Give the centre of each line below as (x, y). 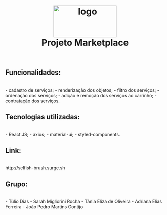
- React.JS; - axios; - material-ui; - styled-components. (63, 134)
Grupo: (16, 184)
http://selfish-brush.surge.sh (35, 168)
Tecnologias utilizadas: (43, 117)
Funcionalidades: (33, 73)
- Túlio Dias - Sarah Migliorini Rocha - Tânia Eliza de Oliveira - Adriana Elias (84, 202)
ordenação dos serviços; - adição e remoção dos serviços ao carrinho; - (81, 95)
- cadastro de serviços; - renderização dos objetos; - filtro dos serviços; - (82, 90)
